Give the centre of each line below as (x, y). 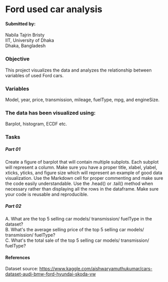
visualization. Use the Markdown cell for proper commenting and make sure (84, 178)
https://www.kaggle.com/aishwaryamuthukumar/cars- (96, 269)
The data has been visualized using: (51, 113)
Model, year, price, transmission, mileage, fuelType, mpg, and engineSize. (82, 100)
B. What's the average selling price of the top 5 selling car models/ (75, 230)
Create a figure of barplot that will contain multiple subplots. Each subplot (82, 162)
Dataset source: (22, 269)
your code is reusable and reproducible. (47, 195)
